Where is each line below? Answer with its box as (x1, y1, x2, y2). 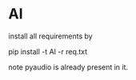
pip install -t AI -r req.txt (8, 46, 88, 56)
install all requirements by (8, 31, 94, 41)
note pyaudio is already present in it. (8, 62, 129, 72)
